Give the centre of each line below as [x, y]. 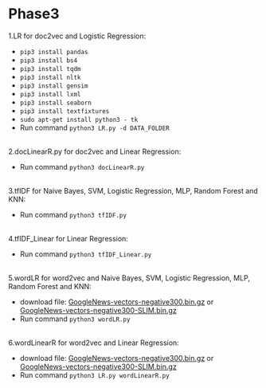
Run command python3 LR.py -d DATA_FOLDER [94, 127]
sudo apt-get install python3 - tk [79, 120]
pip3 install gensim [54, 86]
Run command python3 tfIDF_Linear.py [86, 254]
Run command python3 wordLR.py [75, 319]
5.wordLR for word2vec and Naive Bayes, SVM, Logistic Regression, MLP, [129, 278]
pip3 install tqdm [50, 69]
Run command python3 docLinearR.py [82, 167]
